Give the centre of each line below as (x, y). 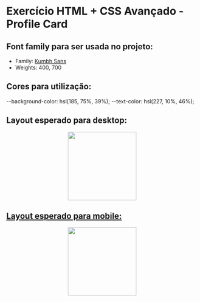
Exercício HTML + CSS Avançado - (95, 11)
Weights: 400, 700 (38, 67)
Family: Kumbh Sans (41, 61)
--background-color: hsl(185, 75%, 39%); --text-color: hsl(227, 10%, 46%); (100, 101)
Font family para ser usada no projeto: (80, 46)
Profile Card (37, 24)
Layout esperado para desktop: (67, 121)
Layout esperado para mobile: (64, 216)
